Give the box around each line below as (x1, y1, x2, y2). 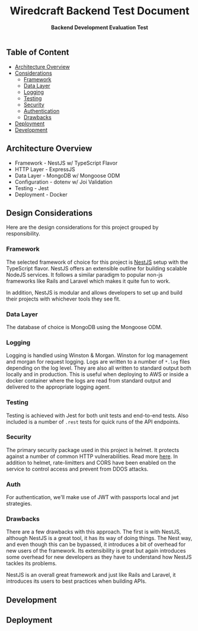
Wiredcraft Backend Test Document (9, 4, 190, 18)
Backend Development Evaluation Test (51, 24, 148, 31)
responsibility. (6, 230, 40, 237)
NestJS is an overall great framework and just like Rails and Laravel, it (6, 572, 176, 579)
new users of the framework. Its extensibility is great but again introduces (6, 547, 186, 554)
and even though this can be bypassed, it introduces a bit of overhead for (6, 541, 186, 548)
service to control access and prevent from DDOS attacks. (6, 465, 149, 472)
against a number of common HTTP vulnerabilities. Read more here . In (6, 453, 178, 460)
